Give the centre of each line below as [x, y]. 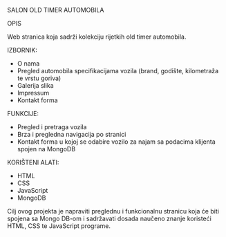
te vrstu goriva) [39, 78]
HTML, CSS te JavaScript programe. [59, 226]
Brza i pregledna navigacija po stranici [72, 134]
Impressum [33, 93]
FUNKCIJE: [23, 114]
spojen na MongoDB [46, 149]
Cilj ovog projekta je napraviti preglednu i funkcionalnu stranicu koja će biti [113, 211]
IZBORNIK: [22, 50]
